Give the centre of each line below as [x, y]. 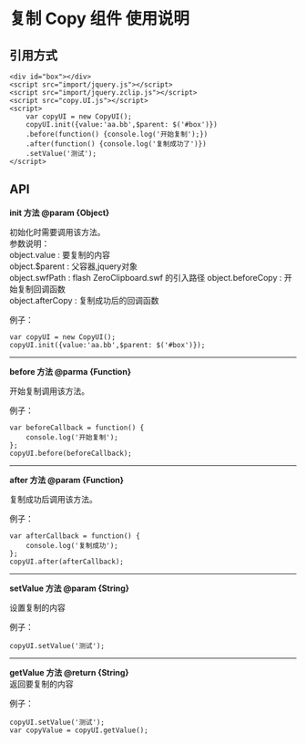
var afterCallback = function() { [75, 536]
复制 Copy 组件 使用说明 [99, 19]
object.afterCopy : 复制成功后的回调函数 [84, 300]
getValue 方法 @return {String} [69, 672]
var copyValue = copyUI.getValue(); [79, 730]
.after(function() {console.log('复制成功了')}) [116, 144]
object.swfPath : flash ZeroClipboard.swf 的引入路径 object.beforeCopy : [146, 277]
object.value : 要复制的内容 [60, 254]
